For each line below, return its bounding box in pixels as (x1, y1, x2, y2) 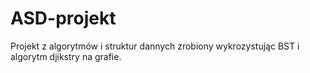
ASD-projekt (10, 7, 117, 30)
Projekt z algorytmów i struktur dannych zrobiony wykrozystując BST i (10, 40, 300, 52)
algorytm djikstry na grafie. (10, 50, 122, 62)
